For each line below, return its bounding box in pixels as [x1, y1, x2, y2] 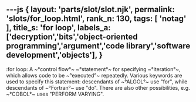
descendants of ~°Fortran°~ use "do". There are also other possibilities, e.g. [6, 84, 190, 91]
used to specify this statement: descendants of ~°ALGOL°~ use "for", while [6, 78, 188, 85]
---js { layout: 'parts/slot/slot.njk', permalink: [6, 5, 175, 15]
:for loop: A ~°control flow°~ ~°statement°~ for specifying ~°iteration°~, [6, 65, 181, 72]
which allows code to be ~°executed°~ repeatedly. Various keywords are [6, 72, 183, 79]
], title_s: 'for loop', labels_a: [6, 23, 111, 33]
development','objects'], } [6, 50, 103, 60]
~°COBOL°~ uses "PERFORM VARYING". [6, 90, 104, 97]
